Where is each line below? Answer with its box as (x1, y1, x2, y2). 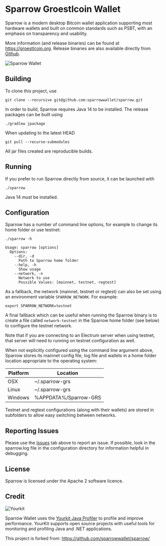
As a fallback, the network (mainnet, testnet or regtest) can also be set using (5, 289, 162, 295)
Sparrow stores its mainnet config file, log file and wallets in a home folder (5, 353, 157, 359)
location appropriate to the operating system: (5, 358, 98, 364)
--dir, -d (14, 254, 35, 259)
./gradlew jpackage (5, 121, 46, 126)
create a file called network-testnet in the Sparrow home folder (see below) (5, 317, 160, 323)
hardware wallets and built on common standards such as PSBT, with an (5, 25, 153, 31)
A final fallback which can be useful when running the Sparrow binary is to (5, 312, 158, 318)
